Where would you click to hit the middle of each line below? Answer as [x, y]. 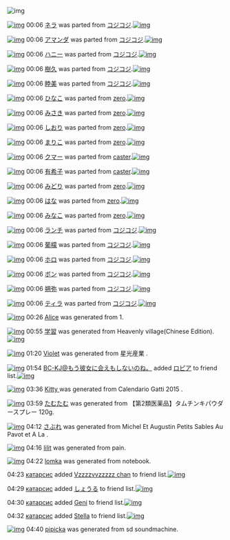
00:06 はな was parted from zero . [74, 201]
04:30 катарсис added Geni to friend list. [66, 502]
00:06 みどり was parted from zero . [77, 186]
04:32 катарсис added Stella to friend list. [67, 516]
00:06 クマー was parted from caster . [80, 157]
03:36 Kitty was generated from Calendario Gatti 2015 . [105, 389]
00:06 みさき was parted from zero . [77, 113]
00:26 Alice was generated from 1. [75, 317]
